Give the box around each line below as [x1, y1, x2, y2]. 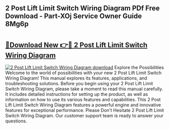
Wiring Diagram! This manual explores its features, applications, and [5, 75, 148, 81]
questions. [5, 118, 27, 124]
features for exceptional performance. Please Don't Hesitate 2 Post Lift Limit [5, 107, 164, 113]
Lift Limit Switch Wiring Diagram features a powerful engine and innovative [5, 102, 161, 108]
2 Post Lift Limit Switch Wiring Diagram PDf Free [5, 4, 160, 13]
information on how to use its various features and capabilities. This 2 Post [5, 97, 161, 102]
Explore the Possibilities [114, 64, 164, 70]
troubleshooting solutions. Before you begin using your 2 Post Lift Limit [5, 81, 153, 86]
